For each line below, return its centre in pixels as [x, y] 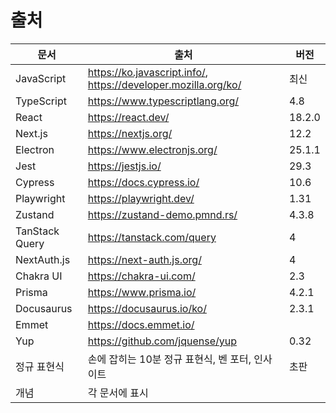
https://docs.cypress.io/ [143, 182]
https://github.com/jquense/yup [162, 341]
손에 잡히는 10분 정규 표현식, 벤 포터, [169, 359]
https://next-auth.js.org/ [144, 259]
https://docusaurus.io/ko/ [147, 308]
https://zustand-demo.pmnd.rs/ [162, 214]
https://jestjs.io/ [124, 166]
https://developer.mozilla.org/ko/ [164, 84]
